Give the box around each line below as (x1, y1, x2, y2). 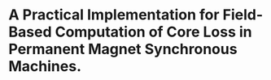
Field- (222, 6, 263, 24)
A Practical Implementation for (8, 6, 220, 24)
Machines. (8, 57, 81, 76)
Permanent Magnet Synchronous (8, 40, 238, 58)
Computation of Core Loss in (55, 23, 252, 41)
